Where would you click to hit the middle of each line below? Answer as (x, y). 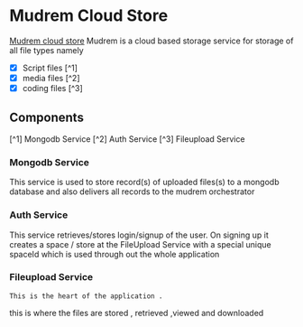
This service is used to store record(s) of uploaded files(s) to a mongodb (144, 182)
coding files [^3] (52, 89)
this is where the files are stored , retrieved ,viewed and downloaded (137, 313)
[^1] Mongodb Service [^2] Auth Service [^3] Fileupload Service (127, 139)
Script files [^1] (50, 68)
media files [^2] (51, 78)
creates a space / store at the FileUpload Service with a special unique (141, 244)
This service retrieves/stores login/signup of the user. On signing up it (139, 235)
